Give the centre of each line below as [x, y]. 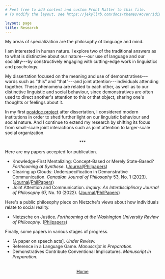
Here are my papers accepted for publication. [51, 152]
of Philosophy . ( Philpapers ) [40, 222]
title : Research [22, 28]
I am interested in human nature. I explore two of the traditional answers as [81, 51]
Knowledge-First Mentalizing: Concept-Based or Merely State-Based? [83, 161]
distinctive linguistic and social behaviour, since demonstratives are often [79, 92]
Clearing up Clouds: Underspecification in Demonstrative [70, 172]
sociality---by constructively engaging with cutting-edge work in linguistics [81, 61]
